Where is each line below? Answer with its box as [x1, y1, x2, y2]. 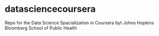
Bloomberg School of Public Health [5, 25, 77, 31]
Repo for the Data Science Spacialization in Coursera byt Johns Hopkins [5, 20, 154, 26]
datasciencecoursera [5, 3, 96, 15]
